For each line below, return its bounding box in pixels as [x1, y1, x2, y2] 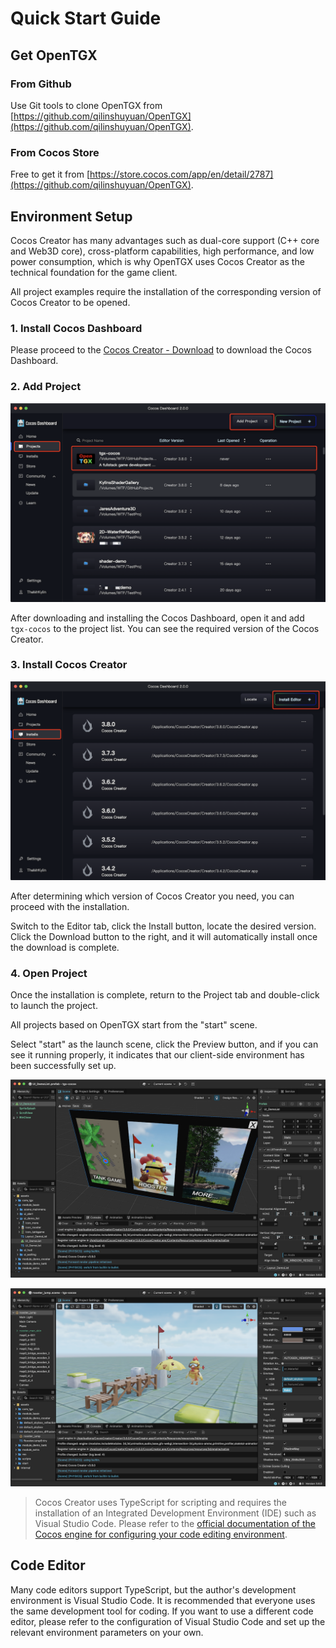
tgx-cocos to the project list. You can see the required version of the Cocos [10, 622, 320, 634]
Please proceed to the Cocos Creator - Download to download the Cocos [10, 344, 312, 356]
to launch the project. [10, 1000, 98, 1012]
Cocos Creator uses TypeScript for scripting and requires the [34, 1497, 287, 1509]
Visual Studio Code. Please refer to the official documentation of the [34, 1518, 316, 1530]
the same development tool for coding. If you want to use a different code [10, 1605, 314, 1617]
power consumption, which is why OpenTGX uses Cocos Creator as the [10, 255, 305, 267]
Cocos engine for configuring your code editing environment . [34, 1528, 288, 1541]
